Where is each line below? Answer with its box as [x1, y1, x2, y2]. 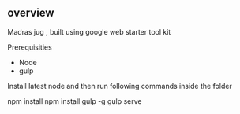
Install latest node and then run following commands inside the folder [7, 81, 232, 90]
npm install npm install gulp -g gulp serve [7, 96, 142, 105]
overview [7, 6, 54, 20]
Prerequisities [7, 42, 52, 52]
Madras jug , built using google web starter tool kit [7, 27, 171, 36]
